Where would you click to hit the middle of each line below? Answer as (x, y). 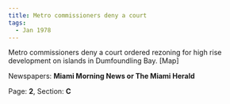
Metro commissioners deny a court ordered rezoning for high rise (115, 53)
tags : (17, 23)
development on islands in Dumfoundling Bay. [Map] (94, 61)
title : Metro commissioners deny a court (78, 15)
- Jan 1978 (33, 30)
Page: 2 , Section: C (40, 91)
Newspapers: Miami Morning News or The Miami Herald (102, 76)
